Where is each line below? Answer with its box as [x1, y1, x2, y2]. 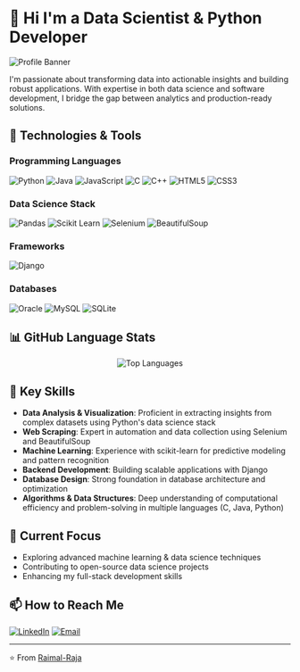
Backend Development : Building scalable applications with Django [21, 464, 268, 476]
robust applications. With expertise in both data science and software [9, 83, 265, 94]
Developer [9, 27, 87, 47]
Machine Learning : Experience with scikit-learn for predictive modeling [21, 445, 286, 456]
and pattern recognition [21, 455, 110, 466]
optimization [21, 484, 69, 494]
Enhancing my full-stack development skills [21, 570, 183, 581]
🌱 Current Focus [9, 528, 102, 543]
